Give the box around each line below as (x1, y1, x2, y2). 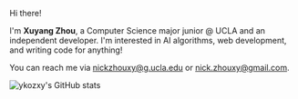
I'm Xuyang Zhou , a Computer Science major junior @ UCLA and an (9, 25, 266, 35)
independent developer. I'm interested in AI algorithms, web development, (9, 35, 287, 45)
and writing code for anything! (9, 45, 123, 55)
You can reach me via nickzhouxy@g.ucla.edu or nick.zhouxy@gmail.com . (9, 63, 290, 73)
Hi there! (9, 8, 42, 18)
